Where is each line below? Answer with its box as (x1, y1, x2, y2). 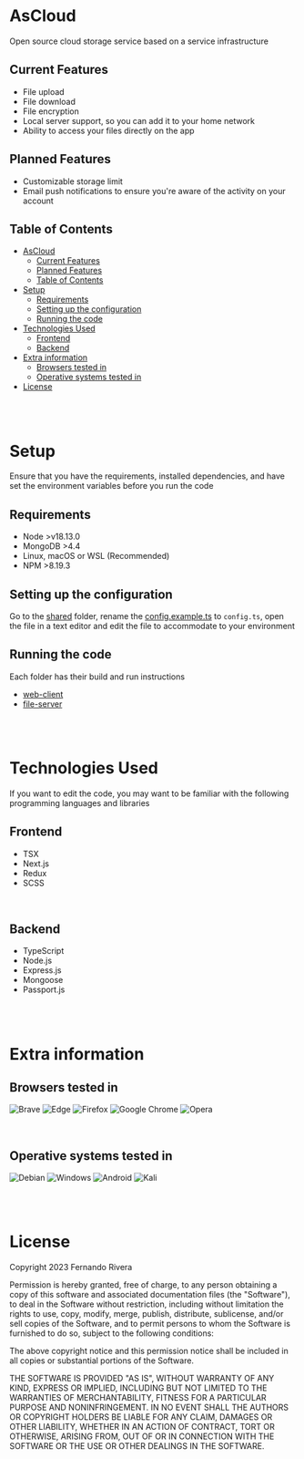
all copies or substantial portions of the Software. (9, 1355, 194, 1366)
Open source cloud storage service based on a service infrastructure (9, 36, 269, 47)
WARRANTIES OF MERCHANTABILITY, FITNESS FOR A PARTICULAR (9, 1392, 267, 1403)
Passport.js (22, 984, 66, 995)
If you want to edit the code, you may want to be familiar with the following (9, 788, 289, 799)
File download (22, 96, 76, 107)
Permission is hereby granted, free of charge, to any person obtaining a (9, 1279, 278, 1290)
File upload (22, 86, 66, 97)
